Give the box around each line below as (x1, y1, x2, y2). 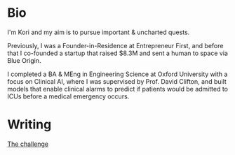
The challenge (7, 140, 49, 148)
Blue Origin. (7, 56, 41, 64)
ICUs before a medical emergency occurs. (7, 92, 130, 101)
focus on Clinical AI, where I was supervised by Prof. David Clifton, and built (7, 77, 227, 85)
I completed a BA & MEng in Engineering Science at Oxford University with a (7, 70, 228, 78)
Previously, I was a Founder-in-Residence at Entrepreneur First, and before (7, 41, 224, 50)
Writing (7, 117, 52, 133)
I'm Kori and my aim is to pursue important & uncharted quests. (7, 28, 190, 36)
